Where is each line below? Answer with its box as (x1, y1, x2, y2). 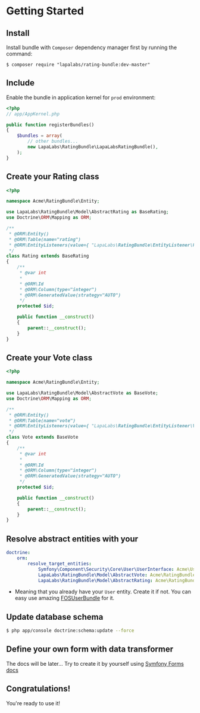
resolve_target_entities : (27, 561, 92, 567)
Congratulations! (6, 684, 71, 694)
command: (6, 50, 33, 57)
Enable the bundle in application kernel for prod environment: (6, 94, 156, 101)
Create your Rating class (6, 172, 99, 182)
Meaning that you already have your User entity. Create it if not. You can (14, 588, 192, 595)
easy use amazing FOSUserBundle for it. (14, 595, 115, 602)
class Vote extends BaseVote (6, 434, 79, 440)
